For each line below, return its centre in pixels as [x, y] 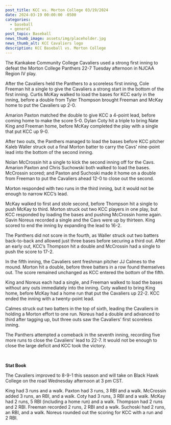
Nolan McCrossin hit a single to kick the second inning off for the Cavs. [80, 162]
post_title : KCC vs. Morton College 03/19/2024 [57, 10]
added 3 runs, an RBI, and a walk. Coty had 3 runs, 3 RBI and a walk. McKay [85, 396]
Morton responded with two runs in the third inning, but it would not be [80, 188]
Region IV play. [21, 73]
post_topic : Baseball [28, 34]
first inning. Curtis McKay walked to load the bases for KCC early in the [80, 94]
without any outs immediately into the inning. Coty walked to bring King [80, 287]
